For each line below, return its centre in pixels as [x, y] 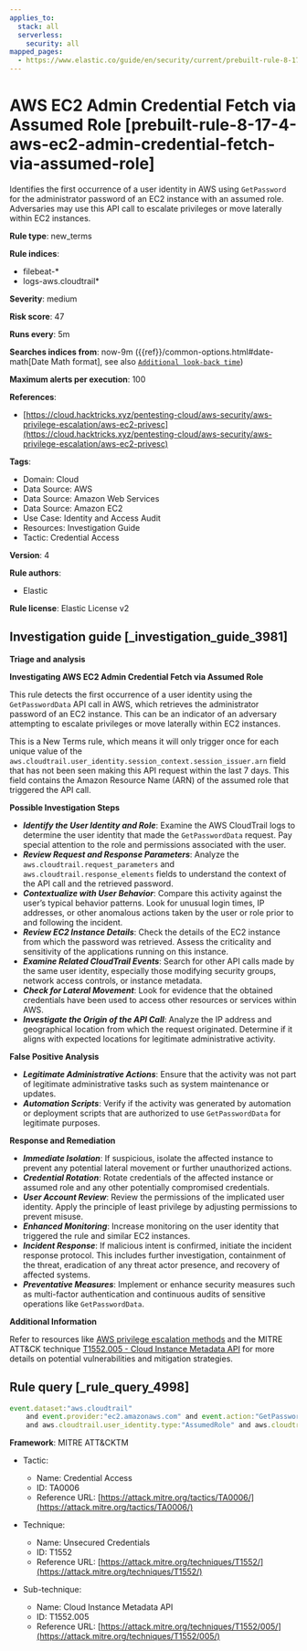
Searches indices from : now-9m [71, 352]
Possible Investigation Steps [65, 807]
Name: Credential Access [84, 1478]
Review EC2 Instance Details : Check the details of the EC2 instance [151, 932]
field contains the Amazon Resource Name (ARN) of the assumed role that [149, 780]
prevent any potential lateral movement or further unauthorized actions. [157, 1168]
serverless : [41, 35]
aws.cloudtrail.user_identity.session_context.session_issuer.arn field [148, 760]
